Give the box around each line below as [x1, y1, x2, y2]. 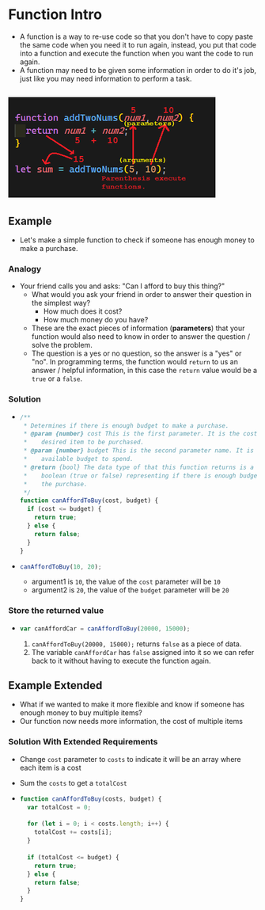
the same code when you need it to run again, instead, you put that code [19, 40, 257, 49]
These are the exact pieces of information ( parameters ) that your [31, 323, 245, 333]
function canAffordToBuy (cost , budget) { [19, 497, 159, 504]
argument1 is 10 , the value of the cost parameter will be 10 [31, 577, 221, 587]
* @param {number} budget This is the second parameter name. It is [23, 447, 255, 455]
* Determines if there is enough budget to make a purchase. [23, 421, 229, 429]
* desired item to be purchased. [23, 438, 145, 447]
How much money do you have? [43, 315, 149, 325]
